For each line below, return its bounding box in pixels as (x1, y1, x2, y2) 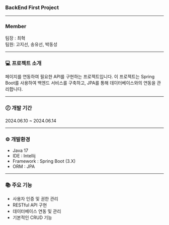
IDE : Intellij (12, 153, 36, 159)
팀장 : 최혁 (5, 35, 26, 41)
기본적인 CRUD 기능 (12, 214, 52, 220)
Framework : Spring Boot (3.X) (12, 158, 76, 164)
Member (5, 23, 27, 30)
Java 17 (12, 147, 29, 154)
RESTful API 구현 (12, 202, 47, 208)
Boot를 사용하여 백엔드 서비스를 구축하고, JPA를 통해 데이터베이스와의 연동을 (5, 80, 156, 86)
